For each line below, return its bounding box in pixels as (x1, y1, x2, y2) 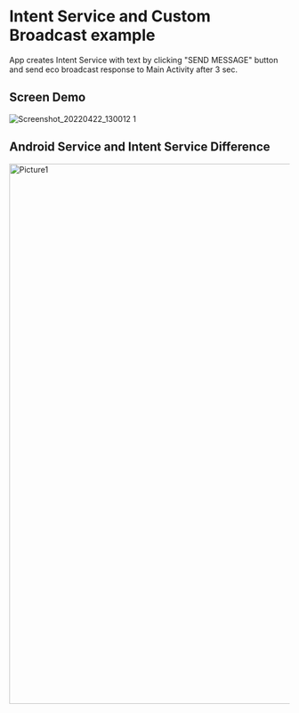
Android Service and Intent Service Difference (9, 140, 271, 155)
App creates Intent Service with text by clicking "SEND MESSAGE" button (9, 54, 279, 65)
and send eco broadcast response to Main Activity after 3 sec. (9, 64, 238, 75)
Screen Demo (9, 90, 86, 105)
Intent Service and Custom (9, 6, 211, 27)
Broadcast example (9, 25, 156, 45)
